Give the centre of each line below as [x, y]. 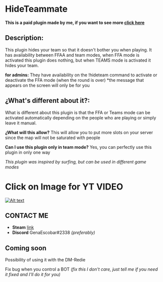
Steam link [23, 227]
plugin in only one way [28, 152]
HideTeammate [36, 9]
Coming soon [26, 248]
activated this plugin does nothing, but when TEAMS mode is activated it [78, 60]
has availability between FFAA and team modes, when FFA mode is [72, 55]
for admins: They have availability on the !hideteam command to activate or [81, 75]
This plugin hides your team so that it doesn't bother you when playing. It [79, 49]
